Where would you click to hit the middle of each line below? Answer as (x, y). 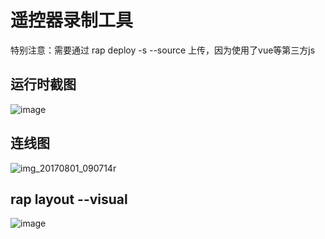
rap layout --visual (69, 199)
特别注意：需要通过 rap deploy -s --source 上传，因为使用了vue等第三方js (163, 50)
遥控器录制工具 (72, 20)
